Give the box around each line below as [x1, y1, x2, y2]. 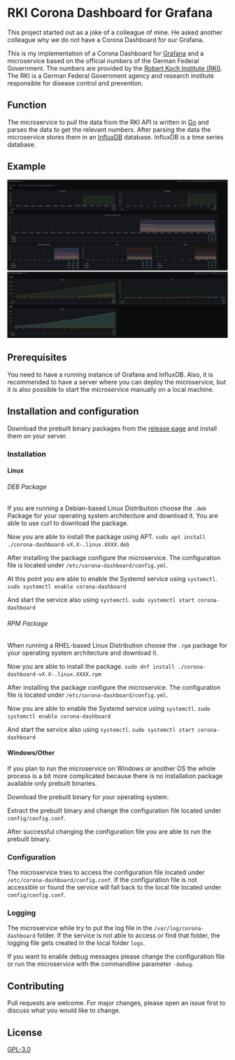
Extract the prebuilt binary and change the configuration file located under [7, 806, 222, 815]
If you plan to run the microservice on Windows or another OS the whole [7, 764, 216, 773]
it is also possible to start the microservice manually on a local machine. [7, 385, 215, 393]
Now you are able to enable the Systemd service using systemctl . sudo [7, 704, 211, 712]
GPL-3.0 [7, 1045, 31, 1054]
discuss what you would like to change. [7, 1006, 121, 1014]
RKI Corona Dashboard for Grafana [7, 5, 213, 21]
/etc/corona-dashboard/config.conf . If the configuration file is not [7, 876, 197, 884]
